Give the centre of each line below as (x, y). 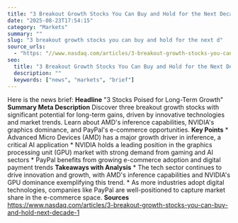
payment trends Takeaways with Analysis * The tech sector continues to (114, 168)
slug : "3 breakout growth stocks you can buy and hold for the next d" (115, 40)
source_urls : (27, 47)
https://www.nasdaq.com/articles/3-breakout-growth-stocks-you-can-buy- (118, 205)
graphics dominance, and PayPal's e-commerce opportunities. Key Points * (118, 130)
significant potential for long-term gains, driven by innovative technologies (116, 115)
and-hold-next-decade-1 (44, 212)
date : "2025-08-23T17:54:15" (50, 21)
